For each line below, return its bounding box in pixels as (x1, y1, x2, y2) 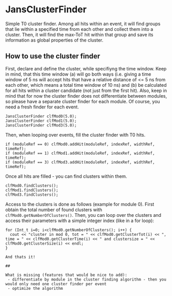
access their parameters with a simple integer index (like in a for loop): (5, 217, 154, 224)
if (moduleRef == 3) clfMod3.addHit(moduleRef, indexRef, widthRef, (5, 159, 155, 165)
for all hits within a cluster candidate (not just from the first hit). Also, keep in (5, 87, 167, 94)
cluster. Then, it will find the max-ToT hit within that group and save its (5, 31, 154, 38)
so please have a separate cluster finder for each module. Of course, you (5, 98, 160, 104)
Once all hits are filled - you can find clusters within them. (5, 173, 127, 179)
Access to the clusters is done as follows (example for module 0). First (5, 201, 155, 207)
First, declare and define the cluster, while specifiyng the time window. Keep (5, 65, 167, 71)
